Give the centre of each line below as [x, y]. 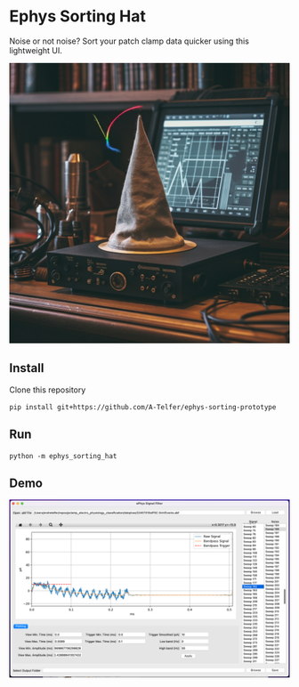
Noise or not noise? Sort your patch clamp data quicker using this [129, 41]
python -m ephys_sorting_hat [63, 456]
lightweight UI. [36, 50]
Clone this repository [48, 390]
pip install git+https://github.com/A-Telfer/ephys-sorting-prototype [143, 407]
